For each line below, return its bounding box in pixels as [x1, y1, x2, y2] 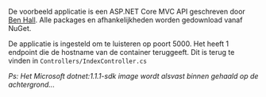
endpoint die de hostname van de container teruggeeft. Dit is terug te [8, 48, 235, 56]
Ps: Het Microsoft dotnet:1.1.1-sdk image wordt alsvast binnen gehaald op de [8, 72, 259, 80]
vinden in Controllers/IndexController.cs [8, 56, 147, 65]
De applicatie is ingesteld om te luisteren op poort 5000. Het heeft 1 [8, 39, 229, 48]
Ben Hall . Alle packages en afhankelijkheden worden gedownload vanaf [8, 15, 243, 25]
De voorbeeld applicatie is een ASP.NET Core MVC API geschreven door [8, 7, 246, 16]
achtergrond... [8, 80, 56, 89]
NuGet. [8, 24, 32, 33]
